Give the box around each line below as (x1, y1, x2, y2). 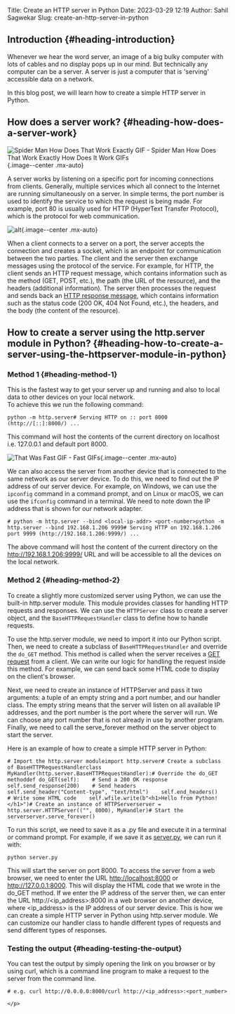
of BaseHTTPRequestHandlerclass (7, 764, 102, 771)
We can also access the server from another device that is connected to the (7, 467, 227, 476)
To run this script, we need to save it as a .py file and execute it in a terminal (7, 825, 227, 833)
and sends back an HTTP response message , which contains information (7, 291, 219, 299)
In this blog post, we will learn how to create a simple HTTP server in (7, 88, 206, 97)
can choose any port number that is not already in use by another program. (7, 715, 224, 724)
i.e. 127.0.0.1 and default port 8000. (7, 440, 109, 448)
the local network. (7, 558, 60, 566)
